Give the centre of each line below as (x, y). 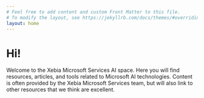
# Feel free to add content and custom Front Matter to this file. (93, 12)
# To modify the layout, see (43, 18)
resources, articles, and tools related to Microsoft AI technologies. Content (99, 77)
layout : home (23, 23)
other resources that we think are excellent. (61, 89)
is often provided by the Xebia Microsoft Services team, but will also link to (100, 83)
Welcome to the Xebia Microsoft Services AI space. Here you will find (93, 70)
